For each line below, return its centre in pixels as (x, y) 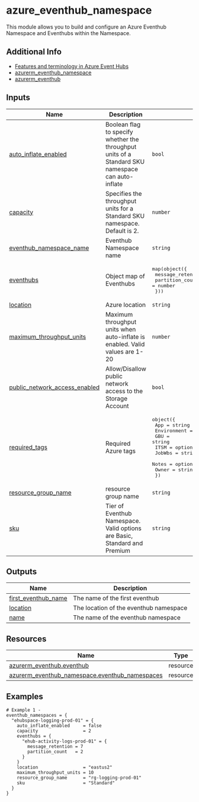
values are (120, 352)
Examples (25, 696)
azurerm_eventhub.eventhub (49, 666)
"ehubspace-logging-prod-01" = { (53, 720)
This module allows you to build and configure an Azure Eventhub (86, 27)
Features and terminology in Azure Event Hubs (72, 66)
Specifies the (124, 193)
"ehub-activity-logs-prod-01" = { (65, 741)
